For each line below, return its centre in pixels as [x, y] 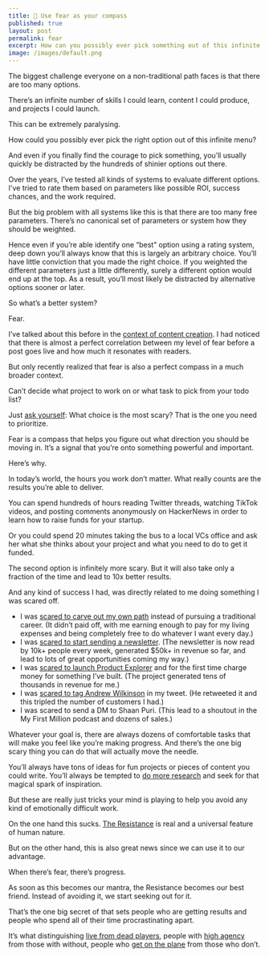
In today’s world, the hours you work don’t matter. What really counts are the [135, 478]
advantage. [27, 856]
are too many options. [45, 84]
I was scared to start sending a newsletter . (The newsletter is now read [137, 642]
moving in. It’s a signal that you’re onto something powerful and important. [131, 448]
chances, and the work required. [62, 196]
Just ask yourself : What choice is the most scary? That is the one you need [132, 415]
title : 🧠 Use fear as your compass [68, 16]
